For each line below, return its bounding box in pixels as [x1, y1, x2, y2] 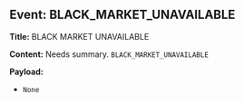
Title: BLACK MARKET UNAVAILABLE [9, 31, 150, 42]
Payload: [9, 66, 44, 77]
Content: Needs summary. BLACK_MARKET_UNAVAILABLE [9, 49, 209, 60]
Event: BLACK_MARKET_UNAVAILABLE [9, 7, 236, 23]
